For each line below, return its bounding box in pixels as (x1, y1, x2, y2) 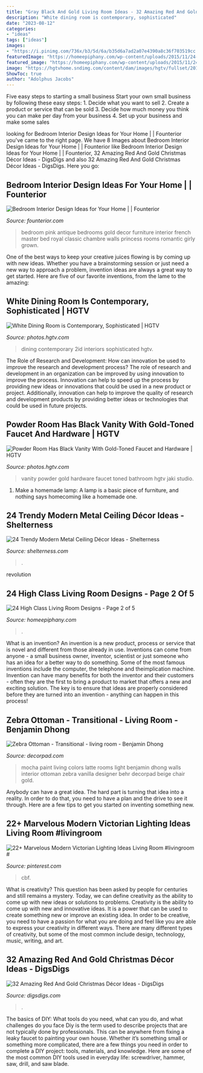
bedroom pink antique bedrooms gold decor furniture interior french (21, 228, 192, 236)
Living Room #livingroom (6, 828, 103, 839)
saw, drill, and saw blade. (6, 1060, 69, 1067)
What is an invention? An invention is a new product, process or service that (6, 640, 196, 647)
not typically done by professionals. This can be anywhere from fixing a (6, 1028, 185, 1035)
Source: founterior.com (6, 217, 64, 224)
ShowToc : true (6, 71, 42, 77)
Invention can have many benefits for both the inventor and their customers (6, 672, 195, 679)
